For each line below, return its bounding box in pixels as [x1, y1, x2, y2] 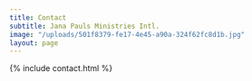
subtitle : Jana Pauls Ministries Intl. [9, 22, 160, 31]
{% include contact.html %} [9, 63, 113, 74]
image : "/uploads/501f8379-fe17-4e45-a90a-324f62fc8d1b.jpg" [9, 30, 246, 39]
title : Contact [9, 13, 67, 22]
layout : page [9, 38, 59, 48]
